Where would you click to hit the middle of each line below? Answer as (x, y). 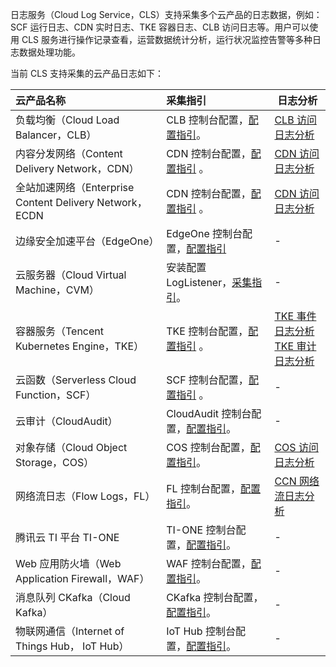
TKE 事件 (295, 316)
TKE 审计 (295, 346)
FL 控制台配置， (203, 488)
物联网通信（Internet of (70, 631)
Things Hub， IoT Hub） (72, 646)
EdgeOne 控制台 (204, 233)
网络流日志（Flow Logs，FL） (85, 496)
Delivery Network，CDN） (77, 168)
